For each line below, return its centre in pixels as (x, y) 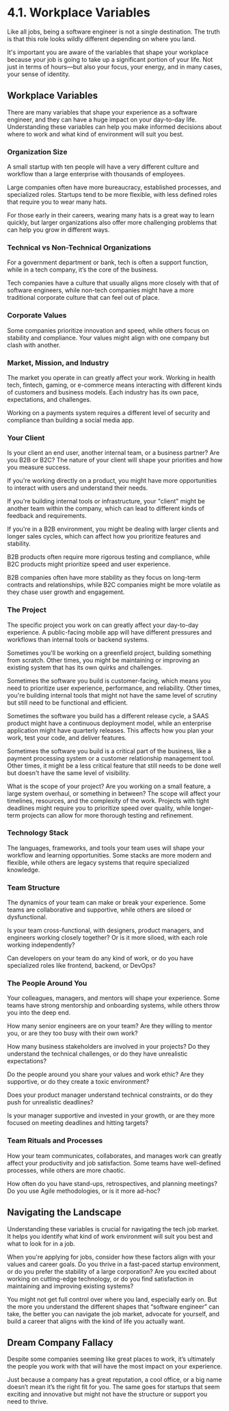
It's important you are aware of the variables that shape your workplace (108, 52)
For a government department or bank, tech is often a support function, (108, 263)
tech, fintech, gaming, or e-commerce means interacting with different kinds (114, 385)
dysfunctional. (27, 917)
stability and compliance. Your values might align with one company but (108, 337)
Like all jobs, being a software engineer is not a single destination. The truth (113, 32)
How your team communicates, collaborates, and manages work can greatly (114, 1155)
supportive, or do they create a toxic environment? (78, 1082)
